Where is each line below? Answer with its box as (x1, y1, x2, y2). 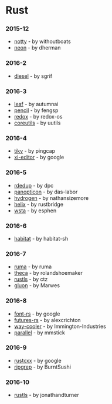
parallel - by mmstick (13, 329, 65, 336)
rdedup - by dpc (13, 182, 54, 189)
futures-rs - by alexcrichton (13, 316, 81, 323)
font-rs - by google (13, 310, 60, 317)
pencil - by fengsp (13, 107, 59, 114)
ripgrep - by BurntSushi (13, 363, 72, 370)
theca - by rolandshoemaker (13, 270, 83, 277)
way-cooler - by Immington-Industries (13, 323, 106, 330)
